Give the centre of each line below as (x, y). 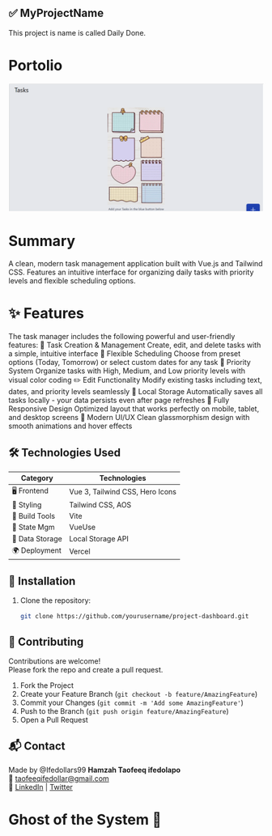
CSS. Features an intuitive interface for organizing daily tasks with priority (131, 272)
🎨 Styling (27, 504)
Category (37, 478)
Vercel (79, 552)
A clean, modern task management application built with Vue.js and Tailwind (136, 264)
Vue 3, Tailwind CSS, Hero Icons (122, 492)
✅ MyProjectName (56, 13)
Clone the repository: (55, 600)
